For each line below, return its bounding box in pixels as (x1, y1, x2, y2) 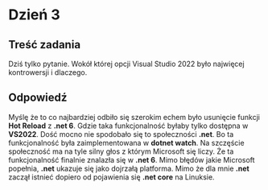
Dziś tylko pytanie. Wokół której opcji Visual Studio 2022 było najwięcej (8, 59, 245, 68)
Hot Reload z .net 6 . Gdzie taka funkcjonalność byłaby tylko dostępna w (8, 121, 249, 130)
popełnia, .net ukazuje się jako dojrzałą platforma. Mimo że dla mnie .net (8, 163, 249, 173)
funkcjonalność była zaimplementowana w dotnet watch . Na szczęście (8, 138, 245, 147)
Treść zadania (8, 38, 81, 52)
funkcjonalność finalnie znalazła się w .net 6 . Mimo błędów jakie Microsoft (8, 155, 255, 164)
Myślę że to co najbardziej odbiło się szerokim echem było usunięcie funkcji (8, 112, 260, 122)
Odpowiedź (8, 91, 68, 105)
